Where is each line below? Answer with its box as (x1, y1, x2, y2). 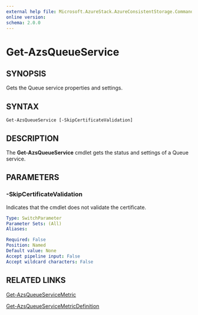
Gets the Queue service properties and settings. (6, 84, 123, 92)
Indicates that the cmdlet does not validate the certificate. (6, 204, 146, 211)
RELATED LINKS (6, 275, 66, 285)
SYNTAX (6, 101, 39, 111)
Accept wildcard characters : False (6, 259, 94, 265)
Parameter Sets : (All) (6, 220, 62, 227)
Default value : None (6, 248, 57, 254)
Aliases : (6, 226, 28, 232)
